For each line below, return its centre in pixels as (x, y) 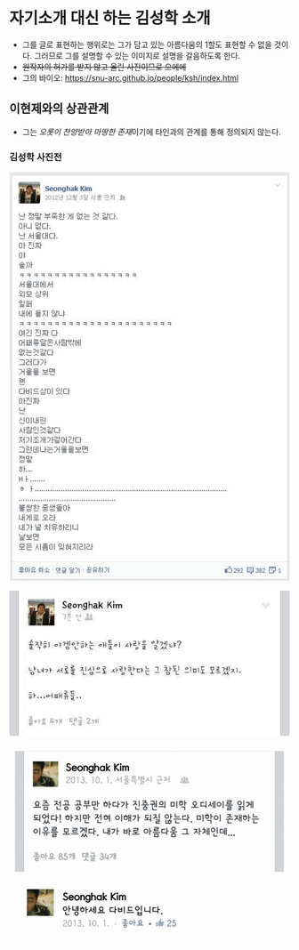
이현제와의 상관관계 (59, 109)
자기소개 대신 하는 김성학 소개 (110, 18)
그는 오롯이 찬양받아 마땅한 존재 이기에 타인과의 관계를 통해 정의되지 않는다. (152, 132)
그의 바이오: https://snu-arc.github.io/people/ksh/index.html (130, 77)
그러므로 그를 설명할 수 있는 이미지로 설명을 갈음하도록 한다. (137, 55)
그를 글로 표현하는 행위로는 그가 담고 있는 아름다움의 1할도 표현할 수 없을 (147, 44)
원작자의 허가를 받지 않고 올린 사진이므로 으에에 (104, 67)
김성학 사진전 (36, 157)
